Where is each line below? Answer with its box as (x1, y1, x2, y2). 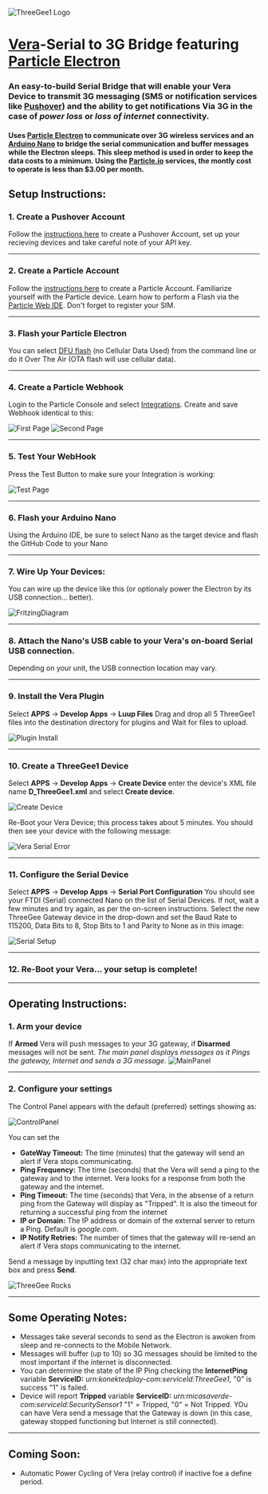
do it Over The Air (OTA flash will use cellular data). (8, 354, 177, 364)
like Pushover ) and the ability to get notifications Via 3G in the (8, 100, 253, 112)
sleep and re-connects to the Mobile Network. (19, 1340, 172, 1350)
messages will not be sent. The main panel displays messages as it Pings (8, 1048, 250, 1057)
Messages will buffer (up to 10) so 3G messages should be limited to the (19, 1349, 258, 1358)
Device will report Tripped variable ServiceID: (19, 1391, 172, 1401)
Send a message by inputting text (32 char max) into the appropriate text (8, 1256, 247, 1266)
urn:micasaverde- (173, 1391, 233, 1401)
